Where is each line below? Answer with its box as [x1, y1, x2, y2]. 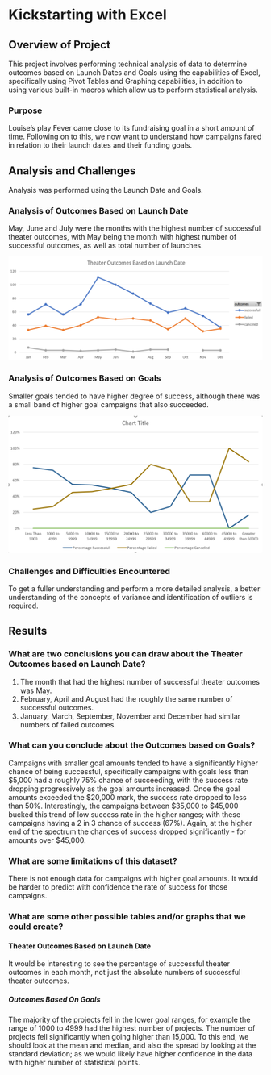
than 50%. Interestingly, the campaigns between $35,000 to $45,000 [8, 801, 239, 810]
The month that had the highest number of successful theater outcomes [19, 677, 261, 686]
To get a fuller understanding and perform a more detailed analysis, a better [8, 583, 261, 594]
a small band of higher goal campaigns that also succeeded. [8, 399, 210, 409]
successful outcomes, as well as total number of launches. [8, 240, 203, 251]
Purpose [8, 105, 43, 116]
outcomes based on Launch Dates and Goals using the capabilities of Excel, [8, 68, 261, 77]
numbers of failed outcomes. [19, 719, 117, 729]
